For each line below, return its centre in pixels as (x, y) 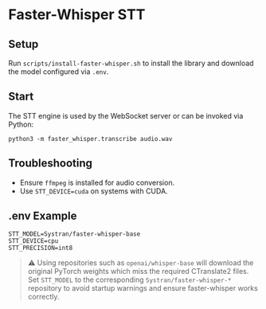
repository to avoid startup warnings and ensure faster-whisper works (143, 288)
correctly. (43, 297)
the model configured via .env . (59, 72)
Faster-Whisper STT (77, 15)
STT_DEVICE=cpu (33, 241)
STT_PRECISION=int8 (41, 248)
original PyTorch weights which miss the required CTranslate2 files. (138, 272)
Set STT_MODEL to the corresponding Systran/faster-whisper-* (129, 280)
